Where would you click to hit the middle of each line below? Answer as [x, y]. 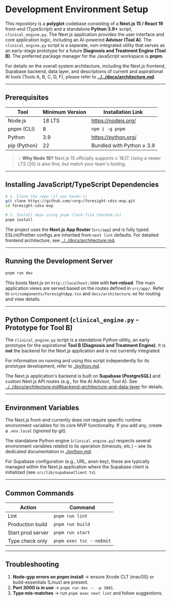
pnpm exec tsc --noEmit [82, 541]
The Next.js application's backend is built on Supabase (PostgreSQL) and [83, 376]
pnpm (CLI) [21, 129]
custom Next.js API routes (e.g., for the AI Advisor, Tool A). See [71, 382]
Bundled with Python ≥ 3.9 [123, 145]
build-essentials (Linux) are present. [51, 582]
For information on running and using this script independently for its [77, 361]
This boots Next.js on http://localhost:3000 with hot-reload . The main [80, 283]
